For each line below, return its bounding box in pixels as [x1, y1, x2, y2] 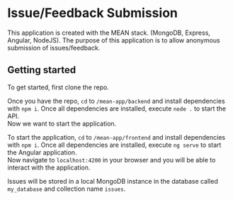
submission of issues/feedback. [7, 43, 101, 52]
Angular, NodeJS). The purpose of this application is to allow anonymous [7, 35, 221, 44]
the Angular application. [7, 148, 77, 157]
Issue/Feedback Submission [7, 5, 178, 21]
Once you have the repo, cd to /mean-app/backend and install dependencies [7, 96, 225, 105]
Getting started [7, 64, 76, 76]
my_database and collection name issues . [7, 184, 126, 193]
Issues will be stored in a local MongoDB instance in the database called [7, 177, 218, 185]
